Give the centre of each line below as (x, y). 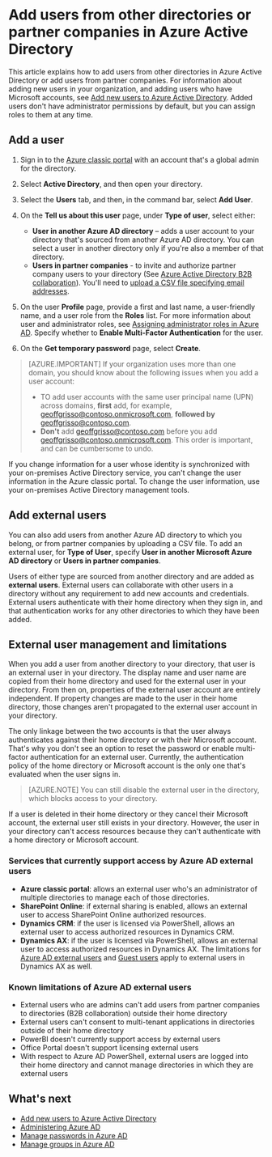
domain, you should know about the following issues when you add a (143, 372)
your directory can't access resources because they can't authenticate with (134, 832)
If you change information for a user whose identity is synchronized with (129, 464)
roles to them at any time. (51, 114)
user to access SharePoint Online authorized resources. (113, 914)
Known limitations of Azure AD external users (100, 987)
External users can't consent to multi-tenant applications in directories (137, 1022)
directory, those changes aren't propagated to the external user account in (133, 707)
